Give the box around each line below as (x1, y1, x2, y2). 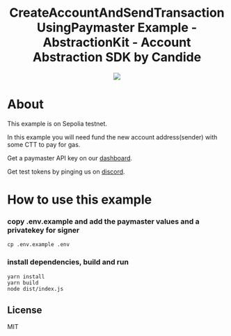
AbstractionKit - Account (42, 35, 191, 50)
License (7, 305, 42, 316)
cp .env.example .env (7, 241, 70, 248)
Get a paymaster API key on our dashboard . (7, 153, 133, 162)
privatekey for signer (7, 225, 80, 235)
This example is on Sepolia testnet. (7, 119, 108, 128)
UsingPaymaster (36, 20, 135, 36)
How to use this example (7, 192, 152, 208)
